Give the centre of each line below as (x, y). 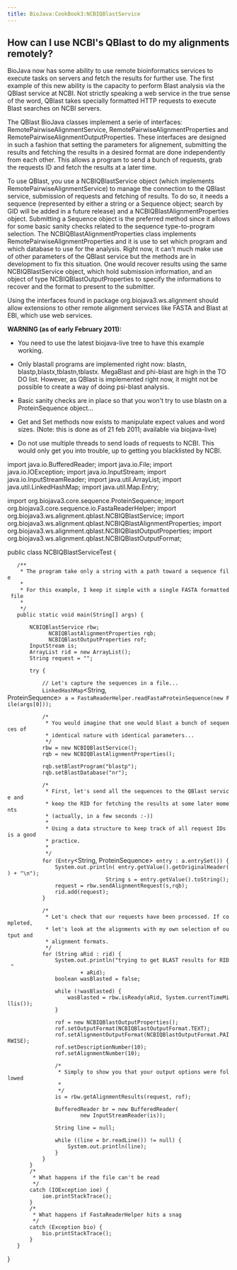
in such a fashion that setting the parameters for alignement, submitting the (117, 145)
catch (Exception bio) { (66, 1227)
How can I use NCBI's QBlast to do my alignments (118, 43)
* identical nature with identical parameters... (120, 736)
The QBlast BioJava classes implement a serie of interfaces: (95, 122)
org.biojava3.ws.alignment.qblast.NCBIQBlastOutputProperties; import (110, 531)
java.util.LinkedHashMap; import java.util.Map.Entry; (83, 487)
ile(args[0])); (30, 705)
